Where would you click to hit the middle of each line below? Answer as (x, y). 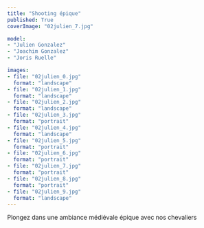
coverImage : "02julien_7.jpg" (50, 26)
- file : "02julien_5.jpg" (44, 140)
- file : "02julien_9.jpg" (44, 192)
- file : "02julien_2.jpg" (44, 102)
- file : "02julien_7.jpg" (44, 166)
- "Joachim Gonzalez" (38, 52)
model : (16, 38)
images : (18, 70)
